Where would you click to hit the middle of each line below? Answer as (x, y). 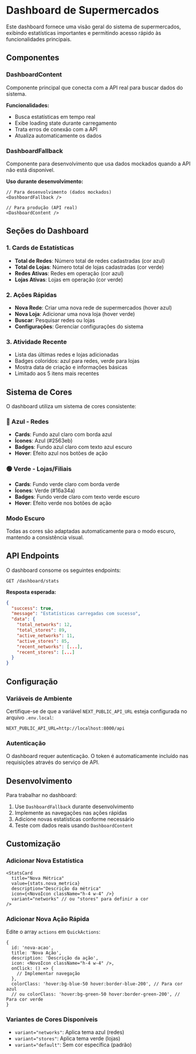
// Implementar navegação (49, 974)
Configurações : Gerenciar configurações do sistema (79, 326)
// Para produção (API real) (42, 207)
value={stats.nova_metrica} (46, 883)
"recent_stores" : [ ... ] (46, 652)
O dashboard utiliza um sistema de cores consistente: (71, 406)
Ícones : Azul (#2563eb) (44, 441)
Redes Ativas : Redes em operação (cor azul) (69, 273)
